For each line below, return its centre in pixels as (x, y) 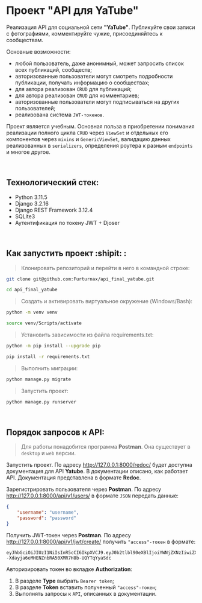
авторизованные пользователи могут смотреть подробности (94, 76)
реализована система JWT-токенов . (60, 115)
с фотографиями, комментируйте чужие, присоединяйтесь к (84, 33)
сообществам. (25, 40)
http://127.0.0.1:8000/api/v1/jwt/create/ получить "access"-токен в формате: (101, 541)
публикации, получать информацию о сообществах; (82, 83)
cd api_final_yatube (32, 290)
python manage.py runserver (41, 402)
